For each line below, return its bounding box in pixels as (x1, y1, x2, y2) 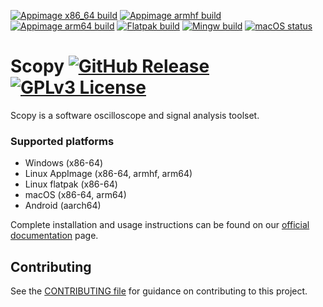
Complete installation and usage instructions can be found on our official (10, 219, 310, 231)
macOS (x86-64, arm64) (24, 189, 127, 201)
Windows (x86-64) (24, 157, 104, 169)
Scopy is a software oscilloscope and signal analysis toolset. (10, 109, 260, 121)
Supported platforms (10, 134, 115, 148)
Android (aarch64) (24, 200, 102, 212)
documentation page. (10, 230, 99, 242)
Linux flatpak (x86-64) (24, 178, 118, 190)
